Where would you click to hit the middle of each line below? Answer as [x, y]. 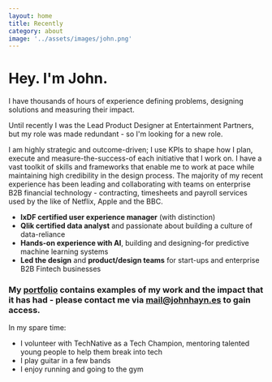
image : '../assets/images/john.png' [70, 39]
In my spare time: [37, 328]
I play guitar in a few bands [65, 361]
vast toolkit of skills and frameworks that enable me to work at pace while [132, 167]
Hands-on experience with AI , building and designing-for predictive [134, 243]
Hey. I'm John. [58, 79]
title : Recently [36, 24]
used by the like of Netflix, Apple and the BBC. [86, 202]
